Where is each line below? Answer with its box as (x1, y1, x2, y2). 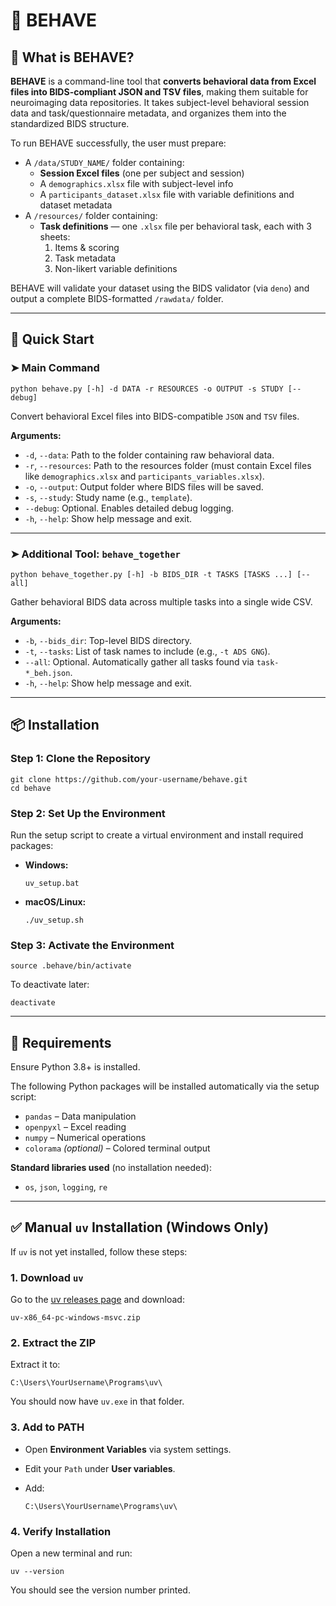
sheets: (39, 231, 71, 243)
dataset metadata (39, 199, 113, 211)
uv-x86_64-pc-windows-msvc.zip (10, 1313, 141, 1323)
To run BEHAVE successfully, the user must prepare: (10, 137, 227, 149)
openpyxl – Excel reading (24, 1121, 127, 1133)
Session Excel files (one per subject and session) (39, 167, 245, 179)
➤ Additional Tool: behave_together (10, 547, 181, 561)
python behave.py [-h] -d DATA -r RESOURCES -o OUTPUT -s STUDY (10, 384, 284, 394)
